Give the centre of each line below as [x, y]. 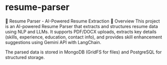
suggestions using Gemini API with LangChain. [53, 42]
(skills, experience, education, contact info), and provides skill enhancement [84, 37]
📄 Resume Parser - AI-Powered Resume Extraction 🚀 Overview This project [82, 21]
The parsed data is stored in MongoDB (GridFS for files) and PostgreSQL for [83, 52]
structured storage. [25, 57]
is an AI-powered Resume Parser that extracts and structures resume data [82, 26]
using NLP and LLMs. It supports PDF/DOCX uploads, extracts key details [81, 31]
